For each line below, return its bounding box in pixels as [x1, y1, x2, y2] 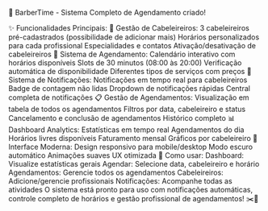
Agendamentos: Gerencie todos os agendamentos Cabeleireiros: [8, 168, 224, 177]
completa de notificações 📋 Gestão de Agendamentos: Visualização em [8, 93, 249, 102]
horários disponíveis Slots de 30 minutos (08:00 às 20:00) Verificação [8, 58, 242, 68]
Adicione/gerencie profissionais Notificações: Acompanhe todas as [8, 176, 232, 185]
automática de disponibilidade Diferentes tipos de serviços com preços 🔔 [8, 67, 252, 76]
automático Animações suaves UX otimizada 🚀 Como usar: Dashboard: [8, 151, 245, 160]
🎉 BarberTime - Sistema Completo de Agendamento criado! [8, 8, 207, 17]
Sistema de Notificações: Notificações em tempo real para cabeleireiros [8, 75, 248, 85]
